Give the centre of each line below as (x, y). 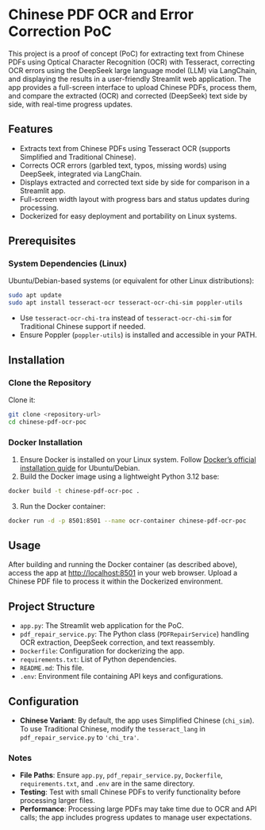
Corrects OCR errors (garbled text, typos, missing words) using (123, 165)
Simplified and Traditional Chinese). (78, 157)
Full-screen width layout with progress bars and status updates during (134, 199)
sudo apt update (35, 296)
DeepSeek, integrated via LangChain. (81, 173)
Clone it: (22, 400)
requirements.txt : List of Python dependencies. (98, 659)
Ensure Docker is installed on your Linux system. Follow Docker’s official (138, 460)
